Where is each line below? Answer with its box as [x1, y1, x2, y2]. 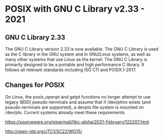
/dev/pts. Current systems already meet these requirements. [5, 109, 126, 115]
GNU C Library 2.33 [5, 33, 66, 41]
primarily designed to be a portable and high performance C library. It [5, 62, 145, 67]
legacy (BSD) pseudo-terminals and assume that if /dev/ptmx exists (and [5, 99, 151, 105]
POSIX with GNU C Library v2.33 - [5, 3, 145, 15]
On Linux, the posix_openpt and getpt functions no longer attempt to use [5, 94, 151, 99]
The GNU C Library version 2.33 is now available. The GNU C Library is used [5, 46, 159, 52]
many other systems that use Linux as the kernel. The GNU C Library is [5, 57, 147, 62]
